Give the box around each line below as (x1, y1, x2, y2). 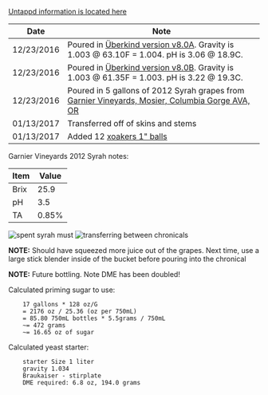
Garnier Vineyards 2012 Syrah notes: (8, 152, 129, 160)
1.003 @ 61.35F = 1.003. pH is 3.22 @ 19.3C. (67, 72, 243, 83)
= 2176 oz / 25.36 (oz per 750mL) (22, 307, 137, 315)
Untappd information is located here (8, 7, 128, 16)
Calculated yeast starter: (8, 342, 89, 352)
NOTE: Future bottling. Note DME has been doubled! (8, 270, 181, 278)
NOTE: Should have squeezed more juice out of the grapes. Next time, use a (8, 246, 259, 255)
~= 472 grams (22, 322, 66, 330)
